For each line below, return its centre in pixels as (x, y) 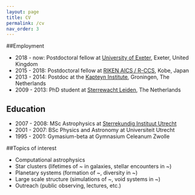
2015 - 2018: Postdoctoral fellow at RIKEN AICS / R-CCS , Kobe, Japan (102, 71)
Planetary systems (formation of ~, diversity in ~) (76, 173)
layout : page (23, 12)
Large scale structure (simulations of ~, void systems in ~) (88, 179)
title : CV (19, 18)
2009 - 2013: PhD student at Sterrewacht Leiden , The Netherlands (98, 90)
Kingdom (26, 64)
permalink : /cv (25, 23)
